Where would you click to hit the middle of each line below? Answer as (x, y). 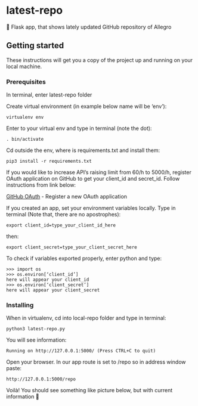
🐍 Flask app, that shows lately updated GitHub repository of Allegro (89, 27)
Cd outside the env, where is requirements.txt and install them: (83, 150)
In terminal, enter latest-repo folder (49, 95)
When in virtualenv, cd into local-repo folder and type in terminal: (86, 318)
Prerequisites (26, 82)
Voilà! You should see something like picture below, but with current (89, 390)
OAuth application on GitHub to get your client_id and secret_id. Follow (93, 179)
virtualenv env (25, 117)
